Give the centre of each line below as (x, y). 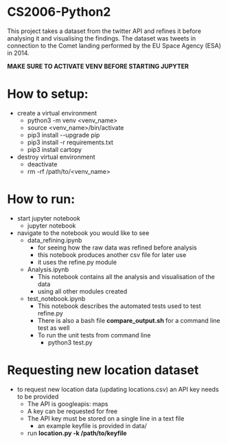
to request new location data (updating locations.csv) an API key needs (118, 389)
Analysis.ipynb (48, 269)
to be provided (38, 397)
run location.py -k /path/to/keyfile (77, 433)
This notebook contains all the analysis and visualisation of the (126, 276)
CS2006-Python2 (59, 12)
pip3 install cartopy (55, 149)
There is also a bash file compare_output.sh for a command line (129, 320)
